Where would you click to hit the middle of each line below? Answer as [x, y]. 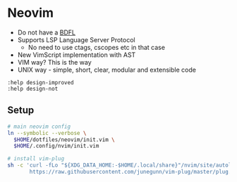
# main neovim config [39, 126]
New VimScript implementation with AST [77, 55]
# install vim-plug [36, 159]
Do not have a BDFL [47, 32]
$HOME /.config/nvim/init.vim [56, 146]
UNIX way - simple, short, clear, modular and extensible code [107, 70]
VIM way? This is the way [54, 62]
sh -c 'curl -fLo [33, 165]
